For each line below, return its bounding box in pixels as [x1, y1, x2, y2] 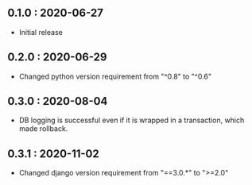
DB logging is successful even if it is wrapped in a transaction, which [18, 115, 245, 125]
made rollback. [18, 124, 68, 133]
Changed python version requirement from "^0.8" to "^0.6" [18, 71, 212, 81]
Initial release [18, 27, 63, 37]
